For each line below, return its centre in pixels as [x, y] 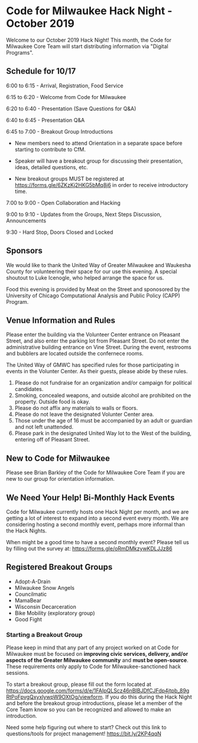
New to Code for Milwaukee [58, 458]
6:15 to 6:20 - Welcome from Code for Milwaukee [66, 97]
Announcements [26, 220]
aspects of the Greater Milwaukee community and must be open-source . [97, 661]
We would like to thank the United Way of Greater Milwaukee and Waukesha [98, 265]
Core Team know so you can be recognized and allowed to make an [89, 710]
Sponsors [24, 251]
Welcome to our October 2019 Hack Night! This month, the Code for [89, 40]
